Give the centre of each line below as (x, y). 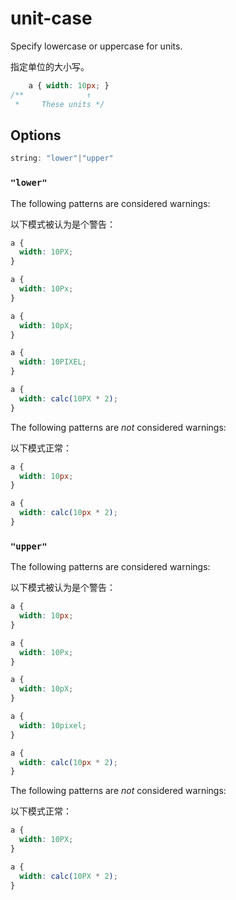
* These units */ (59, 104)
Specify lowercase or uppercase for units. (96, 46)
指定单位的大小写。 (50, 66)
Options (36, 135)
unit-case (51, 18)
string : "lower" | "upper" (62, 158)
